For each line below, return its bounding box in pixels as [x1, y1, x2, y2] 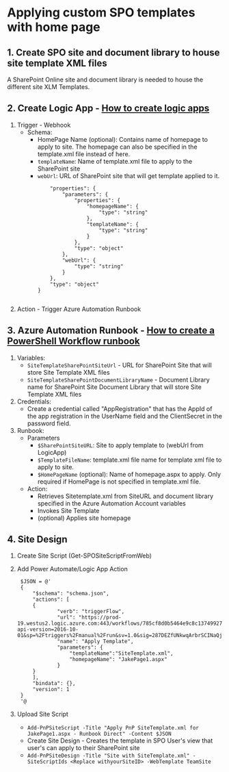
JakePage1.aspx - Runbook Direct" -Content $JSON [27, 731, 172, 738]
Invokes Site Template [37, 506, 100, 514]
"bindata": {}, [32, 680, 76, 687]
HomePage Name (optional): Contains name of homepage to [37, 135, 208, 143]
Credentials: [16, 397, 51, 406]
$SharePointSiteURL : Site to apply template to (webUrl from [37, 440, 204, 449]
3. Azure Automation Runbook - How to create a [7, 325, 215, 336]
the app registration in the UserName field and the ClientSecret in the [27, 412, 222, 420]
